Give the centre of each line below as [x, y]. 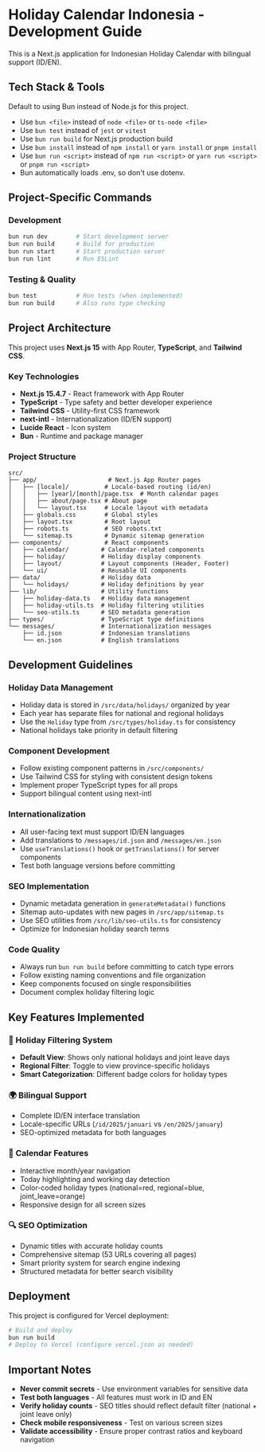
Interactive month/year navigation [75, 1170]
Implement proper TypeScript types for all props [99, 785]
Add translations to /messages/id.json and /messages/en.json [120, 840]
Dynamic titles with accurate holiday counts [91, 1246]
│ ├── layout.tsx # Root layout [80, 522]
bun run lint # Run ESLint [64, 259]
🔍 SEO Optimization [48, 1226]
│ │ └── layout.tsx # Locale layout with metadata [108, 508]
